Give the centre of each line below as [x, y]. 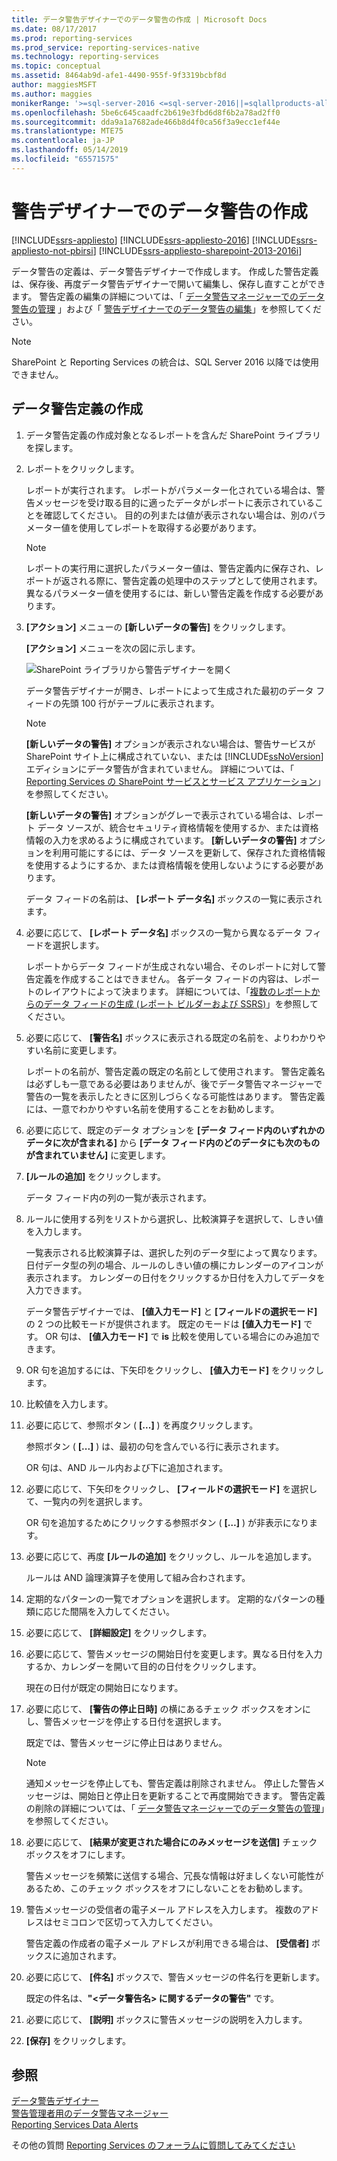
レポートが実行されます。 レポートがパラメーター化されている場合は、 [171, 490]
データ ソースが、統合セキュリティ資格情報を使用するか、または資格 [178, 827]
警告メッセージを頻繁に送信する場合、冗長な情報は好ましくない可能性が [174, 1875]
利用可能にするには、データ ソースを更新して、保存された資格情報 [189, 852]
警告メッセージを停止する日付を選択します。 [135, 1721]
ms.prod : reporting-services [72, 38]
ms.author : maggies [52, 94]
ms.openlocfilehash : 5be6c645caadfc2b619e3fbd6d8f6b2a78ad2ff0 [146, 112]
